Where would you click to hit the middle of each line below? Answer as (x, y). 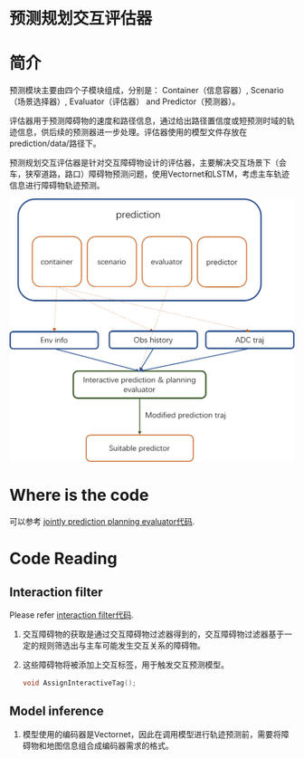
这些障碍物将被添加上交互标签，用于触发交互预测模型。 (125, 665)
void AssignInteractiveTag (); (80, 683)
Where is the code (79, 495)
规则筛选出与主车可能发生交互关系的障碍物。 (122, 646)
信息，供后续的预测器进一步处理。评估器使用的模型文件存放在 (132, 132)
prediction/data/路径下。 (55, 144)
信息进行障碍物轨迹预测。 (57, 186)
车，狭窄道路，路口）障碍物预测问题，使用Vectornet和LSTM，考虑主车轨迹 (149, 174)
